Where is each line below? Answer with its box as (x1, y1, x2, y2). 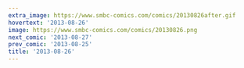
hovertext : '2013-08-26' (8, 19, 89, 27)
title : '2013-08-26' (8, 48, 76, 55)
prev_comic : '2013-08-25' (8, 41, 92, 48)
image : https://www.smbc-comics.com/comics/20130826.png (8, 26, 198, 34)
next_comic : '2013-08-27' (8, 33, 92, 41)
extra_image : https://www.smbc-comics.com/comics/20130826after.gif (8, 11, 236, 20)
